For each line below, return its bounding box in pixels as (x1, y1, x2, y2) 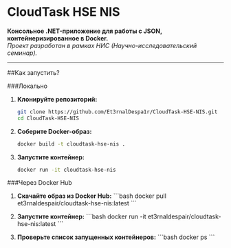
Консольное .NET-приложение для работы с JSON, (7, 27, 163, 35)
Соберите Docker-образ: (16, 127, 92, 135)
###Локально (7, 82, 48, 90)
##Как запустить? (7, 68, 60, 76)
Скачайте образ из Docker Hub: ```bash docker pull (16, 192, 167, 200)
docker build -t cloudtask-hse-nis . (16, 140, 126, 148)
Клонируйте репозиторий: (16, 95, 98, 103)
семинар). (7, 49, 38, 57)
